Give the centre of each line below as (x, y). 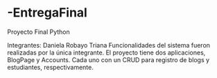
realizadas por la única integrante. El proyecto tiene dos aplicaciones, (106, 52)
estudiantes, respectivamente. (50, 67)
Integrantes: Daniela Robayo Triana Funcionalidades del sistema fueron (108, 45)
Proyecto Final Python (39, 32)
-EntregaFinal (47, 13)
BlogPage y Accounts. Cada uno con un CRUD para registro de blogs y (108, 59)
